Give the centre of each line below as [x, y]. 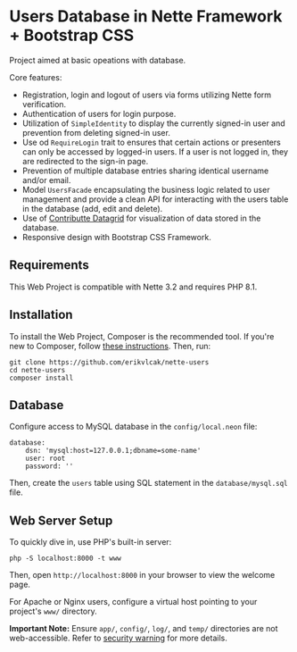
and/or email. [46, 180]
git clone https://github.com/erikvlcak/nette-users [109, 362]
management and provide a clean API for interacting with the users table [155, 199]
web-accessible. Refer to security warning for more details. [118, 638]
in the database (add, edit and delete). [92, 208]
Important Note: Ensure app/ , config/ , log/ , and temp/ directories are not [144, 629]
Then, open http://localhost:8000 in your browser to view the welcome [142, 575]
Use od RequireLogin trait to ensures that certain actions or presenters [151, 142]
